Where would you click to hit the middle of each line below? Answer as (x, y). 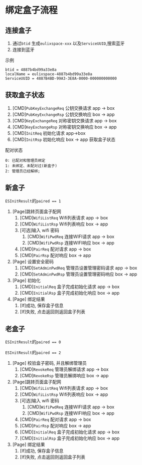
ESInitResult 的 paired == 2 (33, 353)
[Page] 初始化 (26, 280)
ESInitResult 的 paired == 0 (33, 342)
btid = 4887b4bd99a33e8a (31, 70)
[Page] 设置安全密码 (33, 262)
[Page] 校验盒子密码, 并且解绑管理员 (50, 363)
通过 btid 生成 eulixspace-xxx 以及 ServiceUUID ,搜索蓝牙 (69, 43)
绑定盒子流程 (32, 10)
